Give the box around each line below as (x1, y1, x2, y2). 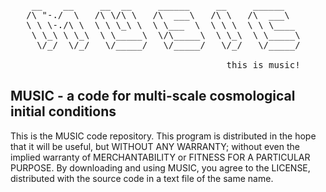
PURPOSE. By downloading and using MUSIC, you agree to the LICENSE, (10, 161, 311, 174)
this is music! (226, 60, 301, 70)
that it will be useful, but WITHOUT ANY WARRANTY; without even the (10, 140, 300, 152)
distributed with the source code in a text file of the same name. (10, 172, 274, 184)
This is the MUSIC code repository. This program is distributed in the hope (10, 130, 317, 142)
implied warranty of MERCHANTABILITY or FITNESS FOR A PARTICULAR (10, 151, 311, 163)
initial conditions (10, 103, 117, 120)
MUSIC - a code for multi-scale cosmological (10, 88, 296, 105)
